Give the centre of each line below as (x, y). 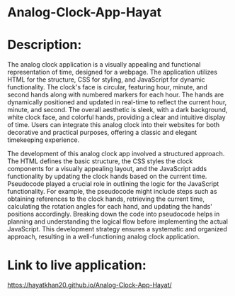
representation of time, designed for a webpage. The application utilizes (113, 72)
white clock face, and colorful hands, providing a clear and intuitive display (116, 117)
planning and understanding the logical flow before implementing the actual (118, 221)
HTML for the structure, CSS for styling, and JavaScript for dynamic (106, 80)
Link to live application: (77, 265)
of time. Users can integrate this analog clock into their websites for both (114, 125)
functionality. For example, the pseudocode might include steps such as (112, 192)
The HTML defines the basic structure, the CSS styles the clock (100, 161)
